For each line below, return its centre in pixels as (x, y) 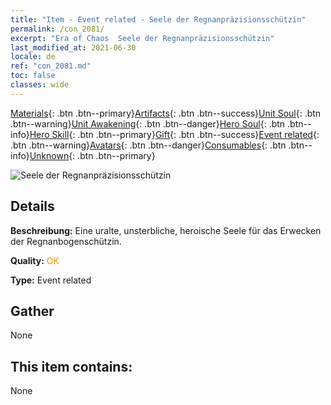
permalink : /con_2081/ (57, 29)
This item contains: (71, 366)
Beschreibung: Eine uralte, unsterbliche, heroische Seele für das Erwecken (166, 230)
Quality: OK (35, 260)
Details (32, 206)
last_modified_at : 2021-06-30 (73, 47)
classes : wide (40, 85)
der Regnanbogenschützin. (66, 241)
